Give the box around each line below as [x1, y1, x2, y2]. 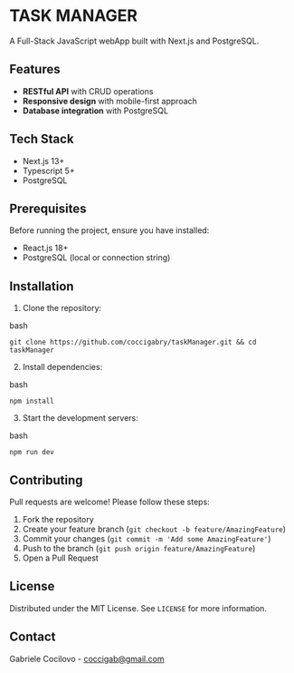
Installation [9, 278, 74, 294]
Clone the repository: [22, 303, 102, 314]
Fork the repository [22, 514, 95, 524]
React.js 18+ [22, 242, 69, 254]
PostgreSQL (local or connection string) [22, 252, 171, 263]
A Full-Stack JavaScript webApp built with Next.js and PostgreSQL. [9, 35, 260, 46]
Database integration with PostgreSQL [22, 105, 169, 116]
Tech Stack [9, 132, 74, 147]
